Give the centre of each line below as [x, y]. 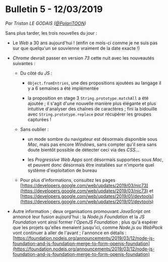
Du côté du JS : [36, 73]
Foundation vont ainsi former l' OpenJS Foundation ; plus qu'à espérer [85, 222]
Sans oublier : [34, 129]
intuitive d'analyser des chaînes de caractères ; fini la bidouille [92, 109]
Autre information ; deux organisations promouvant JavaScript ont [81, 211]
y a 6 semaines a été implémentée [63, 88]
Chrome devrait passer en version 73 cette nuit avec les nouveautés [83, 58]
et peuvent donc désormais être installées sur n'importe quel [91, 165]
